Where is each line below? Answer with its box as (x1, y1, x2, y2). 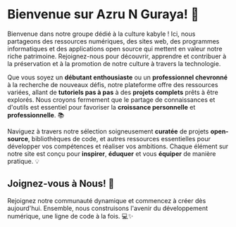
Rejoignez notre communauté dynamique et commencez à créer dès (7, 196, 206, 205)
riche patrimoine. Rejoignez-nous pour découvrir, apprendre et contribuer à (7, 52, 227, 60)
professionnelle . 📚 (7, 110, 65, 119)
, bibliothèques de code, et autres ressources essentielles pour (27, 134, 211, 143)
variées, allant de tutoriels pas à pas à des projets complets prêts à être (7, 88, 218, 96)
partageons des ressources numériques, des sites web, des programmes (7, 37, 220, 45)
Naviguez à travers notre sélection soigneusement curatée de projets (7, 127, 209, 136)
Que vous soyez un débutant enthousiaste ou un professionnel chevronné (7, 73, 228, 82)
